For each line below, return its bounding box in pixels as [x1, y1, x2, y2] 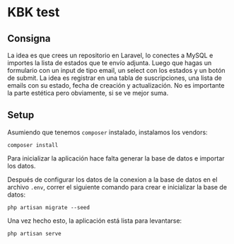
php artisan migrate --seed [7, 204, 90, 211]
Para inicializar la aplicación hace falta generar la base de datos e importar [7, 153, 225, 163]
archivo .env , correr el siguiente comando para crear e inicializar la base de [7, 182, 228, 191]
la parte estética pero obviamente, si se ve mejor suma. [7, 89, 169, 97]
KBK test [7, 4, 60, 21]
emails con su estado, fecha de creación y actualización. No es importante [7, 81, 225, 89]
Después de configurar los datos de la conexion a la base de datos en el [7, 175, 218, 184]
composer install [7, 141, 59, 149]
